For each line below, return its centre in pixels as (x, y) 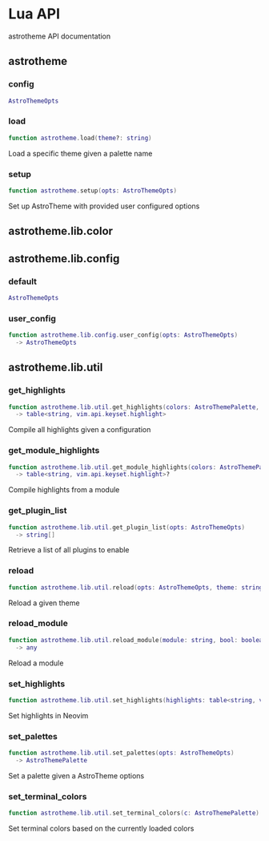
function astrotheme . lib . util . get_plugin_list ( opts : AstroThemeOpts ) (127, 527)
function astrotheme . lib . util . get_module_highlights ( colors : (112, 467)
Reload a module (36, 663)
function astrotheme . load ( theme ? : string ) (80, 138)
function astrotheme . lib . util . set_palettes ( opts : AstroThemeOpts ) (121, 753)
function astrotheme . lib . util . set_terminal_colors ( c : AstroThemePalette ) (134, 813)
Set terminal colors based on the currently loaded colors (101, 828)
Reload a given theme (44, 603)
